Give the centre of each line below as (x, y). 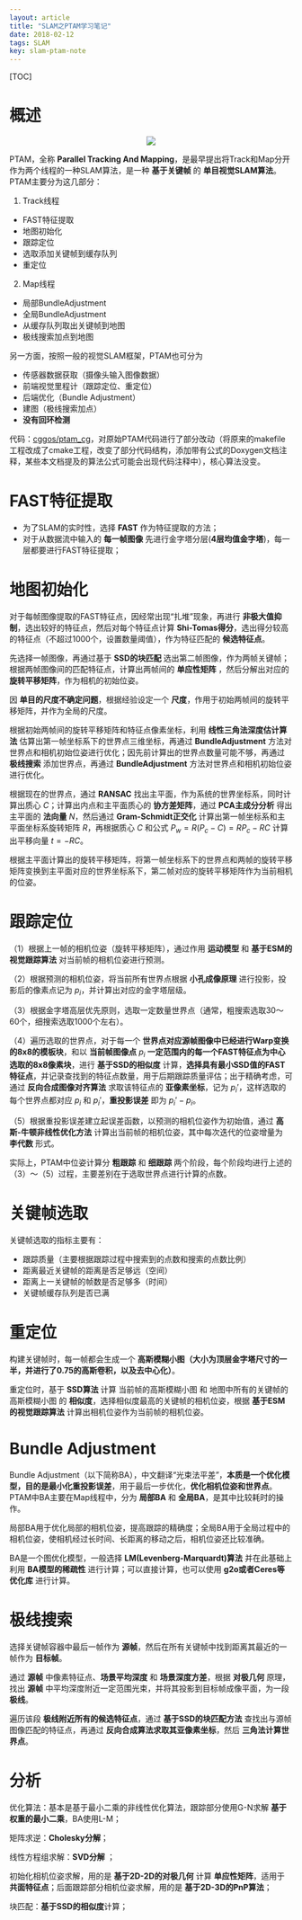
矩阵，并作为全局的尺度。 (64, 710)
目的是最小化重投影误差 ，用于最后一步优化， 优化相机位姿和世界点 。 (151, 1486)
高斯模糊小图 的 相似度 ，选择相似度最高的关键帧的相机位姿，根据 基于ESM (147, 1400)
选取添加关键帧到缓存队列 (70, 253)
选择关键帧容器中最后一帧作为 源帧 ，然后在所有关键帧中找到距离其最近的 (144, 1647)
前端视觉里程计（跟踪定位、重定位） (89, 387)
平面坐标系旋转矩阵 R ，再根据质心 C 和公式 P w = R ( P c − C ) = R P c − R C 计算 (149, 828)
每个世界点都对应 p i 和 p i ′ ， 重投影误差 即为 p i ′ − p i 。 (105, 1101)
